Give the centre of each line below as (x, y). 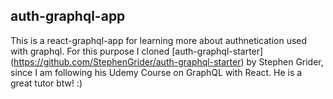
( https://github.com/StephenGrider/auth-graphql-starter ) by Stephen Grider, (167, 61)
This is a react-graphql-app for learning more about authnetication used (159, 40)
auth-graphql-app (68, 16)
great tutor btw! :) (46, 83)
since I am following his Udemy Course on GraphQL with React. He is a (156, 72)
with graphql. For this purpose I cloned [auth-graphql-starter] (137, 51)
